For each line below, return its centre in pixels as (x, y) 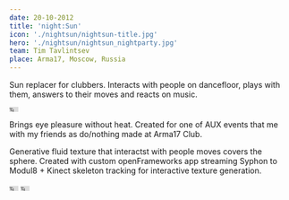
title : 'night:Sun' (46, 26)
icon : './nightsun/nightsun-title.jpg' (84, 34)
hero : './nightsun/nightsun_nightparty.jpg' (93, 43)
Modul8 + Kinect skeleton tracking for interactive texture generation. (136, 170)
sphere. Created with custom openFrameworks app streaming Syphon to (143, 161)
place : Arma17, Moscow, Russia (68, 59)
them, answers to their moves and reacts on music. (104, 94)
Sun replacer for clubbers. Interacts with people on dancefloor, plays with (144, 85)
